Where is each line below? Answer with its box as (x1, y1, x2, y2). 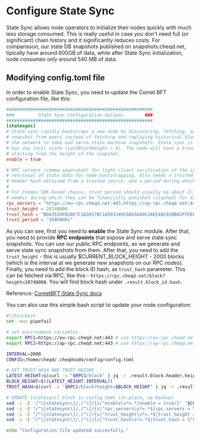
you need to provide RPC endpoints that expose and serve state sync (6, 234, 177, 241)
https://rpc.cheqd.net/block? (90, 273, 165, 279)
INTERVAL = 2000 (6, 351, 42, 357)
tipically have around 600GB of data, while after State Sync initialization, (6, 49, 183, 56)
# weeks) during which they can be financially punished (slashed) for (6, 195, 187, 201)
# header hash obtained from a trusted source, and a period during (6, 178, 180, 184)
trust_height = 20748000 (6, 206, 68, 212)
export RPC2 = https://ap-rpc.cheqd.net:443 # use (6, 340, 129, 346)
